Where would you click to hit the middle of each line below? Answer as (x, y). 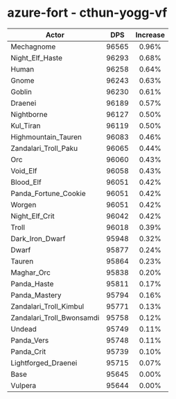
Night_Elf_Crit (33, 215)
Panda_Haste (32, 284)
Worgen (24, 204)
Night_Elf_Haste (37, 58)
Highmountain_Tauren (46, 137)
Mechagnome (33, 47)
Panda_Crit (28, 351)
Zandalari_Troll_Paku (44, 148)
